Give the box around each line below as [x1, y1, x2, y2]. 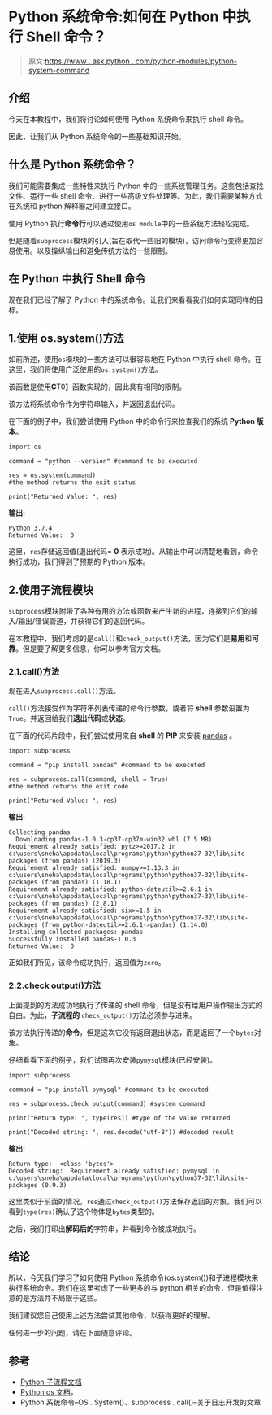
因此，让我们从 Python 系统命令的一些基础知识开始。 [8, 131, 186, 141]
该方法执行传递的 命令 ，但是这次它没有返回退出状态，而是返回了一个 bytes [8, 1027, 254, 1037]
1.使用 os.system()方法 [8, 331, 124, 345]
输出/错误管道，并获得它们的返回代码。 [18, 616, 149, 626]
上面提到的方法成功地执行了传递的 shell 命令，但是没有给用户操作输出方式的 [8, 1000, 263, 1010]
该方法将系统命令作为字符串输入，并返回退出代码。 [8, 400, 179, 409]
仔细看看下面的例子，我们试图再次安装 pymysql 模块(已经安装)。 [8, 1055, 218, 1064]
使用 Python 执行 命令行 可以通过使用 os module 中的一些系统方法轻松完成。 [8, 218, 254, 228]
